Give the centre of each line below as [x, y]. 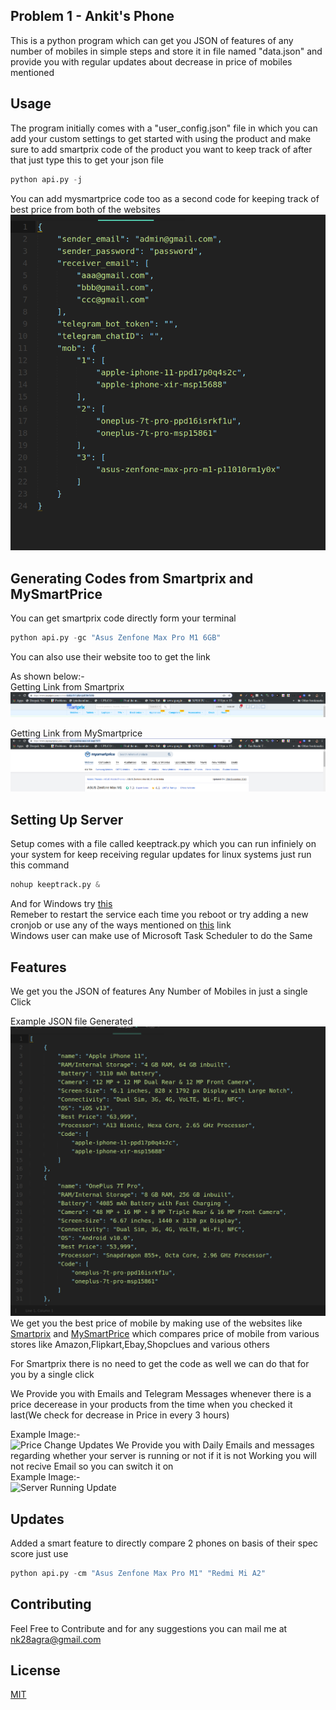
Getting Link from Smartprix [67, 686]
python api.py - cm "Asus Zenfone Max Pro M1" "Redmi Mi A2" [138, 1573]
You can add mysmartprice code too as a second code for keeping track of [165, 198]
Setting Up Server [67, 819]
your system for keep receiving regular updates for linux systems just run [161, 855]
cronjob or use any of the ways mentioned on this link [121, 925]
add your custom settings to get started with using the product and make [161, 138]
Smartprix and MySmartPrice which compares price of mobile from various [165, 1334]
